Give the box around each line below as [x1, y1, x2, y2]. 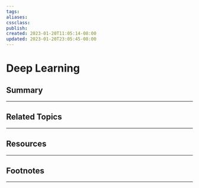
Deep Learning [6, 61, 80, 75]
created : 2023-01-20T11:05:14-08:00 [6, 31, 97, 37]
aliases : [6, 14, 28, 20]
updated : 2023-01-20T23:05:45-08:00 [6, 36, 97, 42]
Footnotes [6, 166, 44, 176]
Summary [6, 85, 43, 95]
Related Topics [6, 112, 62, 122]
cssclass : [6, 20, 31, 25]
